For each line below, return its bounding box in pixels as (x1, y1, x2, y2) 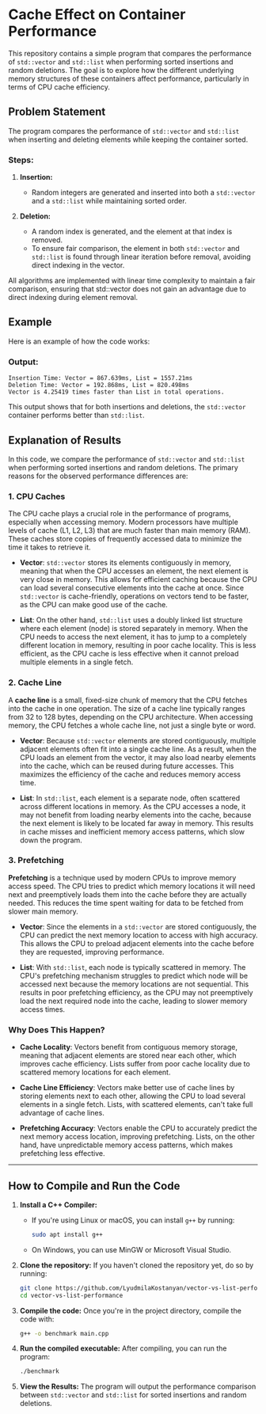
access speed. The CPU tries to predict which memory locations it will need (8, 881, 256, 891)
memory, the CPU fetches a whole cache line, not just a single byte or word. (8, 720, 256, 730)
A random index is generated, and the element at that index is (31, 227, 233, 237)
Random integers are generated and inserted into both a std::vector (31, 188, 256, 197)
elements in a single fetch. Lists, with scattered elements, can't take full (19, 1100, 253, 1109)
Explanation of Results (8, 433, 122, 447)
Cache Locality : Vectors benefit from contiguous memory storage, (19, 1043, 237, 1052)
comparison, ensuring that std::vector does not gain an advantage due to (8, 284, 247, 294)
